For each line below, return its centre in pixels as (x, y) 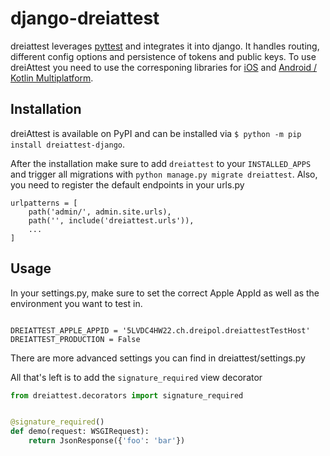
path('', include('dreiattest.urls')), (111, 220)
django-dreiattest (85, 18)
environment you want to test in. (76, 303)
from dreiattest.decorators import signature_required (127, 395)
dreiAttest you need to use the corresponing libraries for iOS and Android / (164, 67)
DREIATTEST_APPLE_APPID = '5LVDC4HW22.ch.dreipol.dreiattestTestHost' (160, 330)
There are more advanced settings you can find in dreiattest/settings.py (158, 358)
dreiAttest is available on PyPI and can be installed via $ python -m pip (156, 133)
